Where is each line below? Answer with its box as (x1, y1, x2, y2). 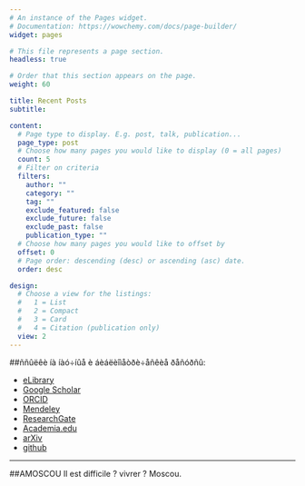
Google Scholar (22, 383, 82, 395)
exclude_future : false (25, 214, 112, 223)
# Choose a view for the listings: (17, 290, 152, 299)
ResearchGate (22, 412, 76, 423)
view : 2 (17, 332, 47, 341)
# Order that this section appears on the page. (9, 72, 197, 81)
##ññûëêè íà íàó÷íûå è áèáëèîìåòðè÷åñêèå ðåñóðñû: (9, 356, 206, 368)
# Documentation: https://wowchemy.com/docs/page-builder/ (9, 22, 238, 31)
